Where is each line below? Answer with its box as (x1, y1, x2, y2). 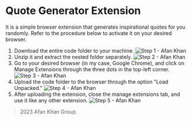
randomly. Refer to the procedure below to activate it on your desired (5, 29, 172, 36)
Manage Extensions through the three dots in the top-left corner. (13, 65, 170, 72)
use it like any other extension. (13, 96, 88, 103)
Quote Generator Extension (5, 4, 141, 18)
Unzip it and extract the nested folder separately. (13, 53, 132, 60)
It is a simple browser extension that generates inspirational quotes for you (5, 23, 186, 30)
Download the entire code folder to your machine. (13, 47, 134, 54)
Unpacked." (13, 84, 43, 91)
